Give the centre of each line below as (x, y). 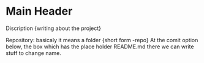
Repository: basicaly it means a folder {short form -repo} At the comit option (102, 40)
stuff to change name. (34, 53)
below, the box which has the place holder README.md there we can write (100, 46)
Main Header (39, 11)
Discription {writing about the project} (54, 28)
